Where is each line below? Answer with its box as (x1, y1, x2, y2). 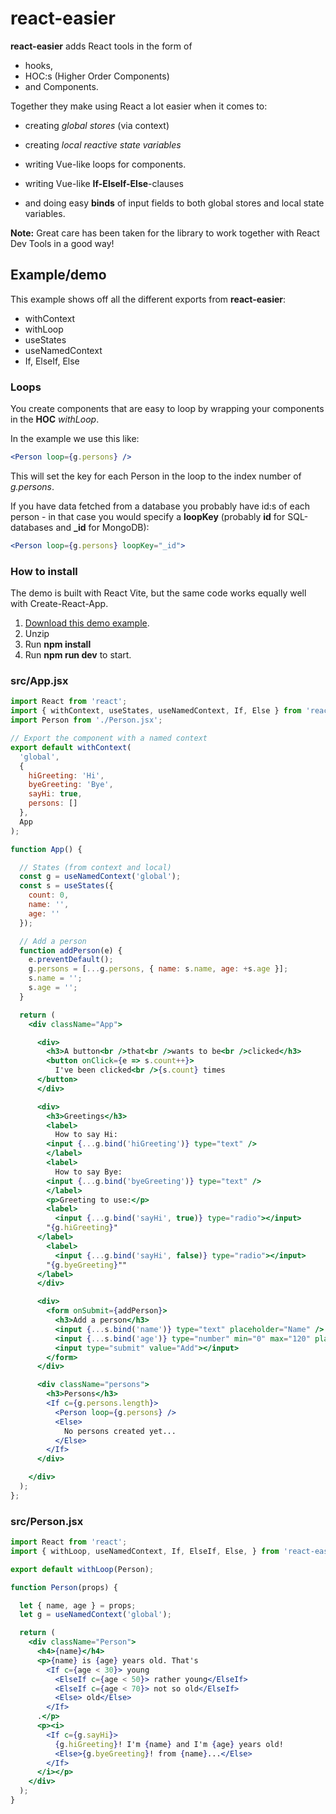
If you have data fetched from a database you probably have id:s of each (10, 500, 311, 512)
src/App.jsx (10, 674, 69, 688)
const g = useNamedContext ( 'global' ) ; (19, 872, 182, 882)
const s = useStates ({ (19, 881, 114, 891)
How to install (10, 564, 78, 578)
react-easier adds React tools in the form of (10, 40, 193, 52)
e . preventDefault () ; (28, 955, 114, 965)
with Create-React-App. (10, 598, 109, 610)
